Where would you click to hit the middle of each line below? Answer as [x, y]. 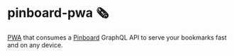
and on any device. [35, 45]
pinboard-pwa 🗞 [58, 13]
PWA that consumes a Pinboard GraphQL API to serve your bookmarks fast [117, 37]
